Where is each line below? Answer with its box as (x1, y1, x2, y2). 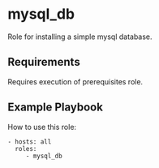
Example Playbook (7, 101, 103, 114)
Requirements (7, 55, 80, 69)
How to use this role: (7, 122, 77, 131)
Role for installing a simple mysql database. (7, 32, 153, 41)
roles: (15, 144, 37, 153)
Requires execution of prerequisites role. (7, 76, 144, 86)
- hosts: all (7, 137, 52, 146)
